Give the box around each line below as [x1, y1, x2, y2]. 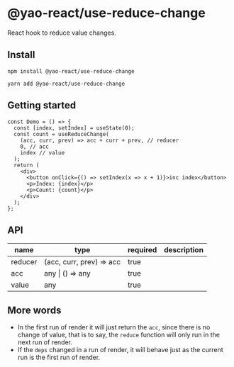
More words [7, 304, 62, 316]
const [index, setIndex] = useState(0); [13, 124, 135, 132]
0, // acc [20, 143, 50, 150]
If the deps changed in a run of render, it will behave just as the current [17, 346, 223, 354]
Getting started [7, 99, 77, 111]
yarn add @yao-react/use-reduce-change [7, 80, 126, 87]
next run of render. [17, 338, 73, 346]
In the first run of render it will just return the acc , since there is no [17, 323, 211, 332]
